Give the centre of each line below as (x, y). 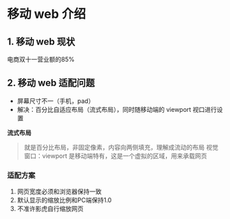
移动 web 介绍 (47, 14)
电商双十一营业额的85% (41, 59)
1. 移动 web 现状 (41, 42)
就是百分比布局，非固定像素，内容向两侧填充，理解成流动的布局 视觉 (121, 147)
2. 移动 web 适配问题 (51, 83)
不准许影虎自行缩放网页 (50, 209)
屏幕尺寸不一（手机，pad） (56, 101)
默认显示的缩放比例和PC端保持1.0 (64, 200)
